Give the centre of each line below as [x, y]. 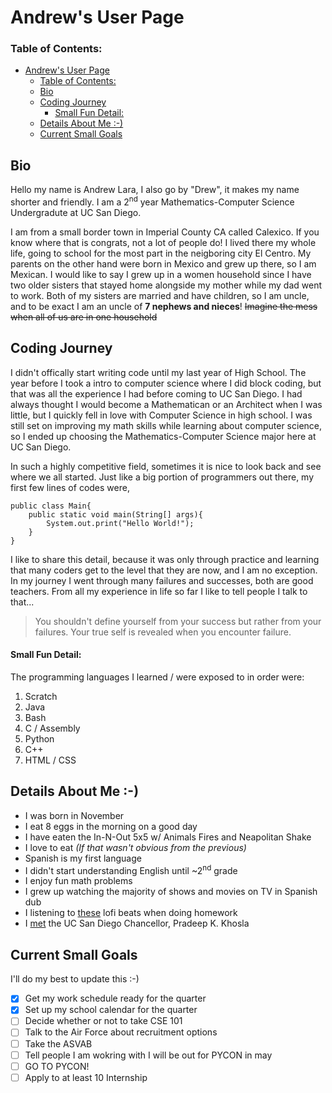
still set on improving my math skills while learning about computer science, [166, 425]
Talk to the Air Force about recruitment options [121, 1032]
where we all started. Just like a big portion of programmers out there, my [162, 477]
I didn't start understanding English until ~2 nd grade [131, 869]
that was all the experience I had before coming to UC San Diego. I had [156, 393]
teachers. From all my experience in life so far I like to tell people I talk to [159, 591]
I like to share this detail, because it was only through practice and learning [165, 559]
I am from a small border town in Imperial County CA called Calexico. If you [165, 232]
